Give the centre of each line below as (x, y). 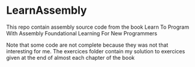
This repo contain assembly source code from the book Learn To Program (98, 27)
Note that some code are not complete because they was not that (87, 45)
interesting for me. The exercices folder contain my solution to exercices (96, 51)
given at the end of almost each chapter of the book (70, 57)
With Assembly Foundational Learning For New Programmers (82, 33)
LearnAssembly (46, 10)
